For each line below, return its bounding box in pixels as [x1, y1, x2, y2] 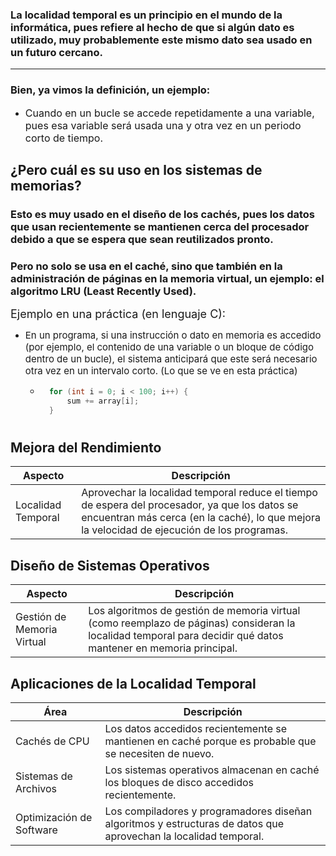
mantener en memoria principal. [88, 641, 238, 655]
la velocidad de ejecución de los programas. [81, 523, 288, 537]
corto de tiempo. [24, 131, 104, 145]
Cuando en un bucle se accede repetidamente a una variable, [24, 106, 315, 120]
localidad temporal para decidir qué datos [88, 629, 284, 643]
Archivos [15, 782, 57, 796]
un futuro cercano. [10, 45, 103, 59]
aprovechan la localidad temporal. [104, 829, 265, 843]
